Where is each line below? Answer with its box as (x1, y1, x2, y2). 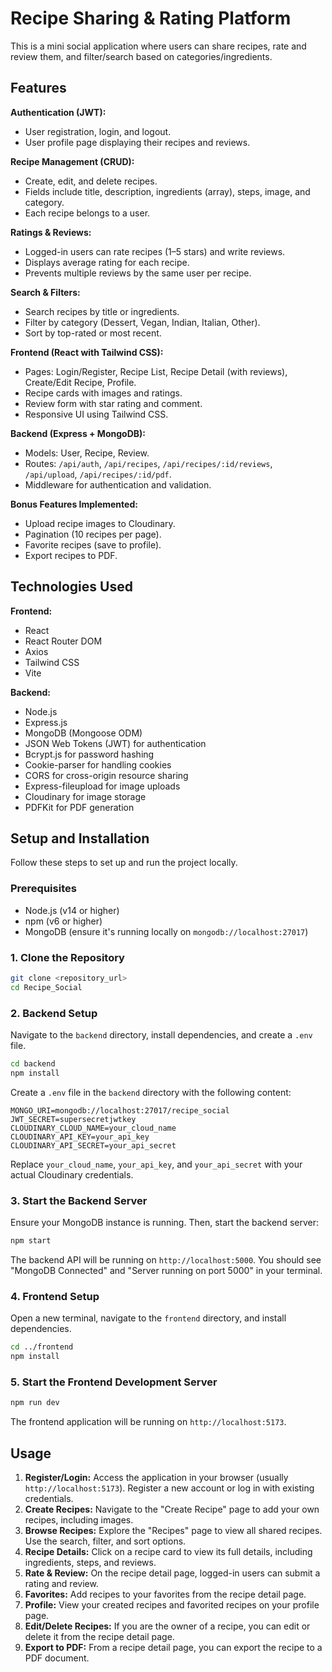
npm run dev (10, 1398, 60, 1408)
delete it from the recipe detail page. (24, 1630, 175, 1642)
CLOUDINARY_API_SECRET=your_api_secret (10, 1140, 177, 1151)
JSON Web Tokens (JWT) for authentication (24, 737, 207, 749)
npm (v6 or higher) (24, 915, 103, 927)
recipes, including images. (24, 1513, 134, 1526)
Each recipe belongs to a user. (24, 207, 151, 219)
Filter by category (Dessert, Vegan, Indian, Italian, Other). (24, 316, 261, 328)
